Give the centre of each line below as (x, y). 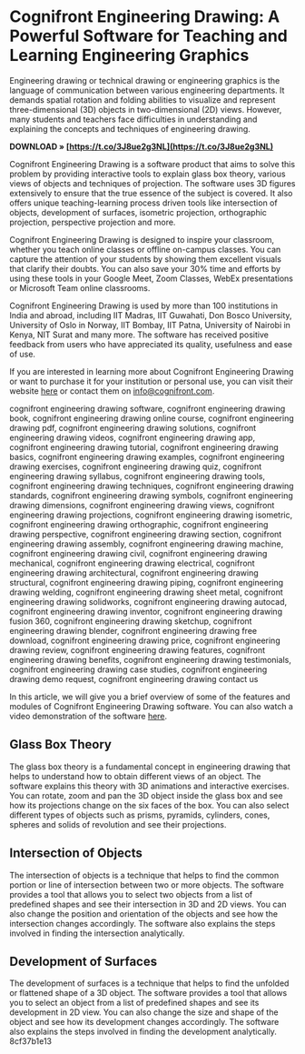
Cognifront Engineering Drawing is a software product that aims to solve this (152, 164)
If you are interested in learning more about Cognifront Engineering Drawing (152, 371)
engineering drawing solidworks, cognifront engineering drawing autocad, (148, 601)
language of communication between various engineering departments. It (147, 90)
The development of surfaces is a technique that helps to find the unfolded (149, 983)
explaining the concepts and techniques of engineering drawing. (130, 128)
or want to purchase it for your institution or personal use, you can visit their (151, 381)
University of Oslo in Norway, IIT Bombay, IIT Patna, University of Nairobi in (150, 325)
